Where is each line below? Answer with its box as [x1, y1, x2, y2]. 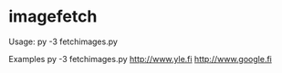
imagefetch [8, 6, 98, 27]
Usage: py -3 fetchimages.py [8, 36, 118, 47]
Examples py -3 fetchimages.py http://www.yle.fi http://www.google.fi [8, 53, 273, 64]
